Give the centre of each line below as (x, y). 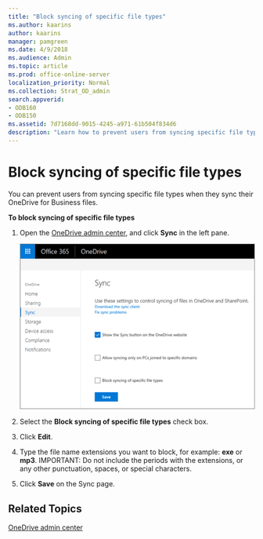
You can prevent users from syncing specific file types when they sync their (131, 194)
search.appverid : (36, 99)
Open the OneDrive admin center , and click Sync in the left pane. (124, 232)
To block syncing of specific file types (72, 217)
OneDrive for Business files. (53, 202)
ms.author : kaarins (40, 25)
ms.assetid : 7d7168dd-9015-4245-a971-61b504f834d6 (92, 124)
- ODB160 (22, 107)
